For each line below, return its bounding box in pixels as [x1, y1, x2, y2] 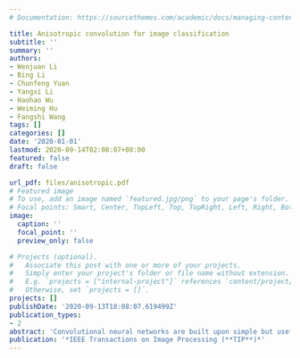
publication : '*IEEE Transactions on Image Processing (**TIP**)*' [9, 336, 266, 345]
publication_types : [9, 310, 82, 320]
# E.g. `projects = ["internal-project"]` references [9, 278, 221, 287]
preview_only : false [17, 236, 94, 246]
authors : [9, 54, 42, 63]
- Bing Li [9, 71, 46, 80]
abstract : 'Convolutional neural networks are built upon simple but [9, 327, 274, 336]
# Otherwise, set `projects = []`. [9, 286, 150, 295]
